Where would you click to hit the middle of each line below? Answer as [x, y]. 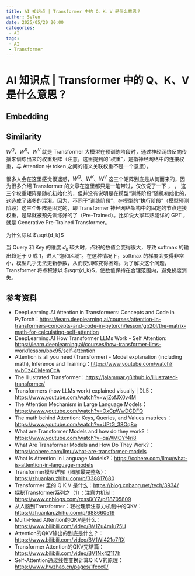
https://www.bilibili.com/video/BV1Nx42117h [67, 553]
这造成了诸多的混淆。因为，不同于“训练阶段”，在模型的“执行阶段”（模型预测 [97, 201]
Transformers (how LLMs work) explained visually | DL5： [84, 391]
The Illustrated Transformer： [50, 377]
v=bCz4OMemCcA [37, 370]
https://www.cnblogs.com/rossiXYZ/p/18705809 [73, 499]
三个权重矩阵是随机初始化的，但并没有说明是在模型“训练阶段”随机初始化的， [98, 193]
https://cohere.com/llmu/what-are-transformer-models [81, 452]
